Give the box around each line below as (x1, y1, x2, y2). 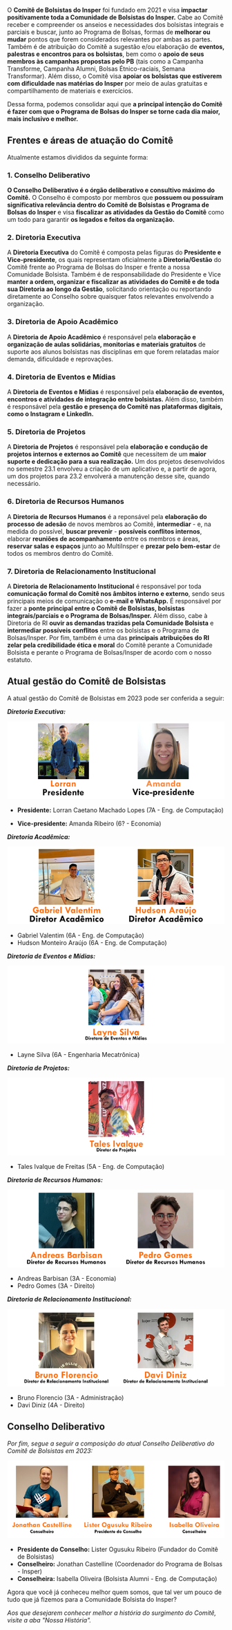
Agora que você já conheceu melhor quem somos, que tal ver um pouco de (7, 1588, 222, 1596)
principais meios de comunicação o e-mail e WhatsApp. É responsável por (7, 597, 222, 605)
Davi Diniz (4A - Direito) (17, 1401, 85, 1409)
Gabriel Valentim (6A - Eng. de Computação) (17, 931, 145, 939)
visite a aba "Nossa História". (7, 1615, 92, 1624)
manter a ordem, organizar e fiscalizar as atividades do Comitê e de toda (7, 278, 220, 286)
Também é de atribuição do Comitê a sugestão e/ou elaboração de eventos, (7, 43, 225, 50)
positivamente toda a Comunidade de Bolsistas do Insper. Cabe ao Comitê (7, 13, 224, 21)
